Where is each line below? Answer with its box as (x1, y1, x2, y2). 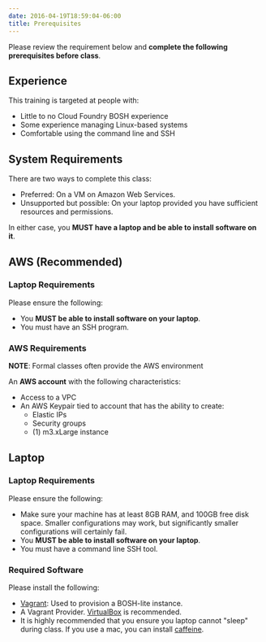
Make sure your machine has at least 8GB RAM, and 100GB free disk (19, 509, 250, 519)
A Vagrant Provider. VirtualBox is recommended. (19, 607, 182, 617)
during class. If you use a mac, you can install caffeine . (19, 624, 204, 635)
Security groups (32, 418, 87, 428)
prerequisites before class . (8, 50, 101, 60)
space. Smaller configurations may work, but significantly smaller (19, 518, 239, 527)
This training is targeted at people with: (8, 95, 139, 106)
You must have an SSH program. (19, 322, 130, 332)
